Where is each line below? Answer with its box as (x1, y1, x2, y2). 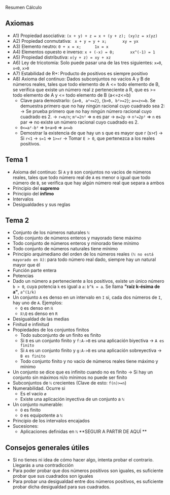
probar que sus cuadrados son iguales (12, 473, 93, 479)
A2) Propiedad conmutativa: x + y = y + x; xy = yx (12, 38, 139, 44)
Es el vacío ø (20, 391, 47, 397)
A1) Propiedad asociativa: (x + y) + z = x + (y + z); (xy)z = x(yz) (12, 33, 158, 39)
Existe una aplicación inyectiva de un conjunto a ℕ (20, 396, 124, 402)
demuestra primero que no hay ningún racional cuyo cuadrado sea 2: (20, 103, 165, 109)
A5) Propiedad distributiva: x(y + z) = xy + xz (12, 54, 111, 60)
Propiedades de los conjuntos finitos (12, 327, 89, 333)
